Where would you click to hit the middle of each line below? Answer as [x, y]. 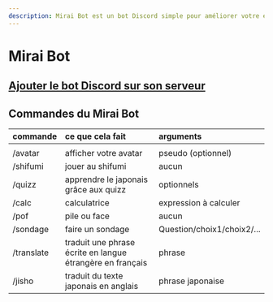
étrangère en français [106, 263]
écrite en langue [96, 252]
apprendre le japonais [106, 179]
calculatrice [87, 203]
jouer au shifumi [95, 166]
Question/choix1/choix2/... [209, 230]
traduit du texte [94, 276]
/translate [31, 252]
